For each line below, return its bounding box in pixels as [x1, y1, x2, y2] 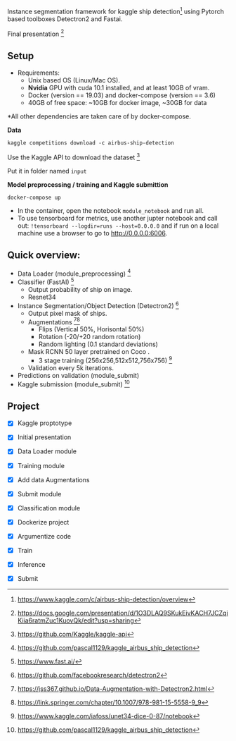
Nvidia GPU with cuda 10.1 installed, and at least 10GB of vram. [27, 84, 210, 92]
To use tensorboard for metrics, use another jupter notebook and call [17, 214, 218, 222]
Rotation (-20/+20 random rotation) [38, 333, 141, 341]
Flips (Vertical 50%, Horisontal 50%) [38, 325, 145, 333]
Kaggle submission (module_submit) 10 [17, 379, 130, 388]
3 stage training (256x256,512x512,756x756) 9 [38, 355, 173, 365]
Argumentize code [17, 532, 72, 540]
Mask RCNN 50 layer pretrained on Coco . [27, 348, 150, 356]
